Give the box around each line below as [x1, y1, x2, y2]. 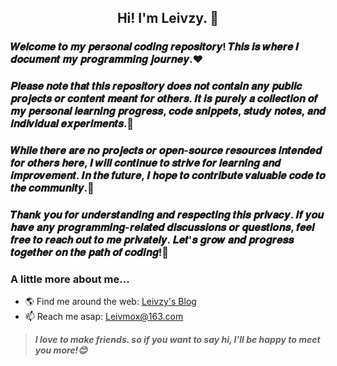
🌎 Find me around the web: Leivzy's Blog [24, 296, 197, 308]
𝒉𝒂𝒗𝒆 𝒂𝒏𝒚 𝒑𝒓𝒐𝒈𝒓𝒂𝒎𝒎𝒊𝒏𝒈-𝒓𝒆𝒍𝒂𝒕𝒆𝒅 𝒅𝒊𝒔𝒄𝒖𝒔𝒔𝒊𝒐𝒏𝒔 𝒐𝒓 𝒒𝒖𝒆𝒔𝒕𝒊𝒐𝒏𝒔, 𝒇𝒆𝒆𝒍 [10, 221, 315, 235]
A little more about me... [10, 272, 130, 286]
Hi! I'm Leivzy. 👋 [116, 10, 220, 27]
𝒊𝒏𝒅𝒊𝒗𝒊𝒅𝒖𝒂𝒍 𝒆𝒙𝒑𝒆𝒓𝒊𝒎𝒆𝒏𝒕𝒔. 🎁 [10, 117, 135, 131]
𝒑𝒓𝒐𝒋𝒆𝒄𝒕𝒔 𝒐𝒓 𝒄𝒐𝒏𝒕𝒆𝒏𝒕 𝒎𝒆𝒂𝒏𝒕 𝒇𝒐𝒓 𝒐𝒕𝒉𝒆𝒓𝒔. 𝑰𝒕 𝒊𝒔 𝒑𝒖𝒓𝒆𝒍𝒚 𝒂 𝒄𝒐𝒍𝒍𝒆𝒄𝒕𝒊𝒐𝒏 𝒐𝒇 [10, 92, 318, 106]
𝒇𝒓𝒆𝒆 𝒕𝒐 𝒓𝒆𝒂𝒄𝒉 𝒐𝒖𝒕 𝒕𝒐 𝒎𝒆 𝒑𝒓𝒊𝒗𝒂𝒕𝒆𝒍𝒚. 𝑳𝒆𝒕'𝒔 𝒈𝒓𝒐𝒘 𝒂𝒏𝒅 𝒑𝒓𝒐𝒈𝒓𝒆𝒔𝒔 [10, 233, 295, 247]
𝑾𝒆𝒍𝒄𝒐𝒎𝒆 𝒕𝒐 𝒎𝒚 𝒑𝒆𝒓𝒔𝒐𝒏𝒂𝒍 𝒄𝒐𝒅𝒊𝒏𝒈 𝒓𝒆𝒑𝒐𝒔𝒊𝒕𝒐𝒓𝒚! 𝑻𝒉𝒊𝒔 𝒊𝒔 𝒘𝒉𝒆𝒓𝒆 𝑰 [10, 40, 300, 54]
